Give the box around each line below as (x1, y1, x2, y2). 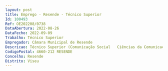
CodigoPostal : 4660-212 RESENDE (5, 49, 72, 54)
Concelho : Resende (5, 53, 43, 59)
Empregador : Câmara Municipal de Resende (5, 40, 93, 45)
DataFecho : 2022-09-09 (5, 30, 52, 35)
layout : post (5, 7, 32, 12)
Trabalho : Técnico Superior (5, 35, 64, 40)
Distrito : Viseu (5, 58, 39, 63)
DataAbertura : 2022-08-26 (5, 26, 59, 31)
